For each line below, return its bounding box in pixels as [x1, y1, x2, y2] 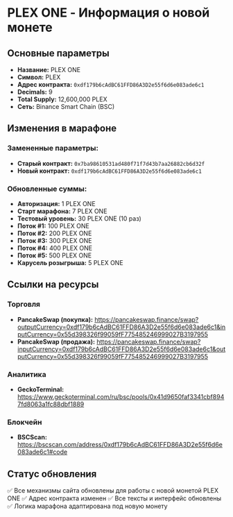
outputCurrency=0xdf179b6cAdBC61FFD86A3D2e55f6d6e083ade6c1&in [17, 323, 226, 331]
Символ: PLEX [17, 73, 61, 81]
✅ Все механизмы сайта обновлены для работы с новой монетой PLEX [7, 486, 219, 495]
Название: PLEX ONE [17, 66, 81, 74]
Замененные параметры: [7, 144, 99, 153]
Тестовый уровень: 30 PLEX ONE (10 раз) [17, 214, 142, 223]
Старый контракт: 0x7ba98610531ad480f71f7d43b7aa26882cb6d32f [17, 159, 205, 167]
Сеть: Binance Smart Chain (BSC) [17, 103, 115, 110]
